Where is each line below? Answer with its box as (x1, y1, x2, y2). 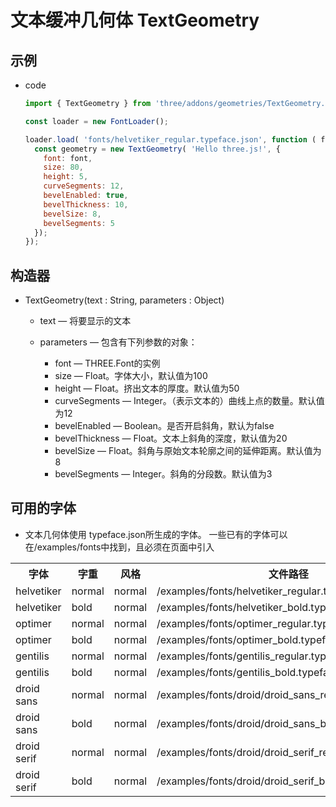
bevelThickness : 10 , (43, 199, 129, 210)
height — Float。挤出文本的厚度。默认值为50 (54, 382, 240, 395)
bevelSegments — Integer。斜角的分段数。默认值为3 (54, 468, 273, 480)
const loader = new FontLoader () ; (24, 116, 169, 126)
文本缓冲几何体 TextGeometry (10, 9, 260, 32)
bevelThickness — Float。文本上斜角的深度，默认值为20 (54, 432, 288, 445)
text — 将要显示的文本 (39, 315, 132, 327)
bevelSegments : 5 (43, 218, 116, 228)
